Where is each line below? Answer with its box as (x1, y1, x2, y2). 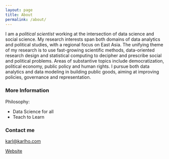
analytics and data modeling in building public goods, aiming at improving (5, 69, 159, 75)
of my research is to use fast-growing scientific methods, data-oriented (5, 47, 155, 54)
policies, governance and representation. (5, 74, 91, 81)
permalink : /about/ (5, 17, 47, 22)
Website (5, 148, 23, 154)
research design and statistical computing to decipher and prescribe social (5, 52, 162, 59)
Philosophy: (5, 98, 30, 104)
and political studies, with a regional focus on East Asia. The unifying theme (5, 42, 163, 48)
